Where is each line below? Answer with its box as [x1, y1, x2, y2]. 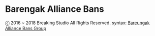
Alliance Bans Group [5, 25, 47, 31]
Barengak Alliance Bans [5, 3, 104, 15]
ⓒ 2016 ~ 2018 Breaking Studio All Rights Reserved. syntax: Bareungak [5, 20, 150, 26]
